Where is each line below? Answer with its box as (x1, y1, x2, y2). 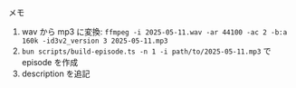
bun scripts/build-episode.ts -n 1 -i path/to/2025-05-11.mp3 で (21, 45, 272, 56)
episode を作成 (21, 57, 79, 67)
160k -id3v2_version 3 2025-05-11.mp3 (21, 36, 168, 45)
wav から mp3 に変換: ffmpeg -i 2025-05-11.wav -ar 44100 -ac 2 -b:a (21, 26, 288, 37)
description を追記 (21, 68, 91, 79)
